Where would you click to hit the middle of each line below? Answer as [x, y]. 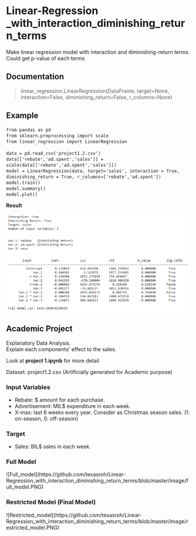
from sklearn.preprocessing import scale [58, 136]
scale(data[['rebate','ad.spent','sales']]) [61, 165]
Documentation [35, 77]
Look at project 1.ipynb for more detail [53, 360]
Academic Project [39, 329]
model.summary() [26, 188]
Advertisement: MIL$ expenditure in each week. [72, 406]
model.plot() [22, 194]
